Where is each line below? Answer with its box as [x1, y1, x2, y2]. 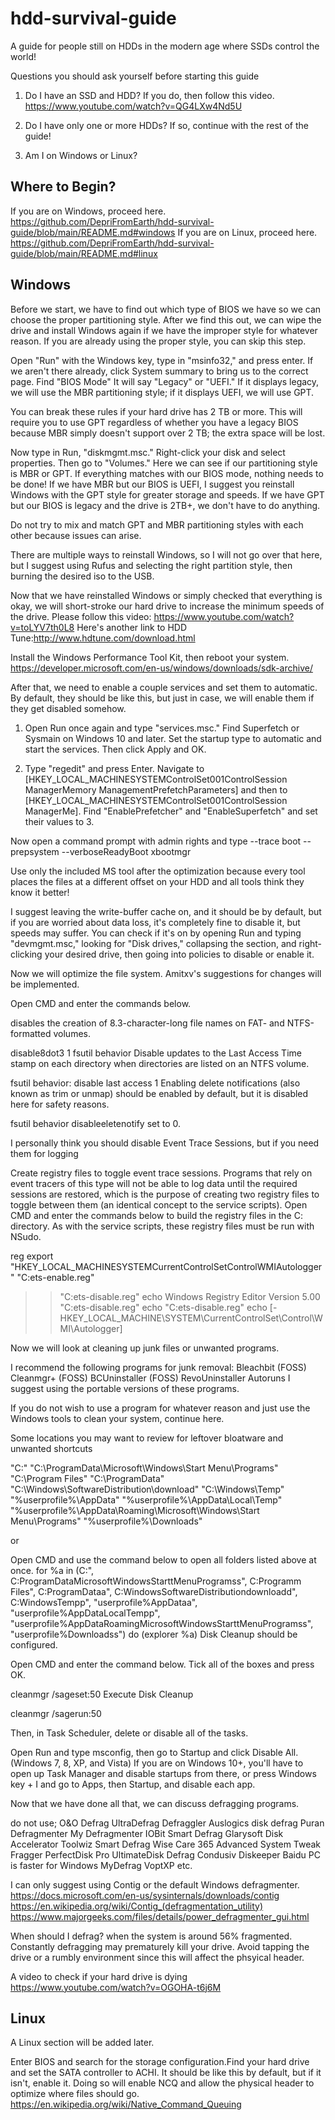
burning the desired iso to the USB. [10, 570, 155, 582]
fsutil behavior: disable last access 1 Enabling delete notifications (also [10, 1077, 301, 1089]
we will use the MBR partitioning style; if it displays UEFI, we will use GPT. [10, 386, 315, 398]
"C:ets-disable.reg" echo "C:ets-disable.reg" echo [59, 1301, 268, 1313]
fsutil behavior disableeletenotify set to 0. [10, 1117, 182, 1129]
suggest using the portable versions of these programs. [10, 1382, 240, 1394]
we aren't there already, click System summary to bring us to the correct [10, 365, 309, 377]
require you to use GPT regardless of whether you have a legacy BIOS [10, 416, 299, 428]
